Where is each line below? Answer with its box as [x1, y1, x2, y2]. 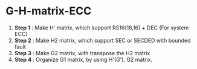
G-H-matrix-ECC [5, 4, 92, 18]
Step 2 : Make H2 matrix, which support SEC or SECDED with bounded [14, 37, 191, 44]
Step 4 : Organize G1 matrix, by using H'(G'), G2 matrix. [14, 56, 152, 63]
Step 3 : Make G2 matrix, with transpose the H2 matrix [14, 49, 150, 56]
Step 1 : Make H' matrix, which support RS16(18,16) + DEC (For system [14, 24, 189, 31]
